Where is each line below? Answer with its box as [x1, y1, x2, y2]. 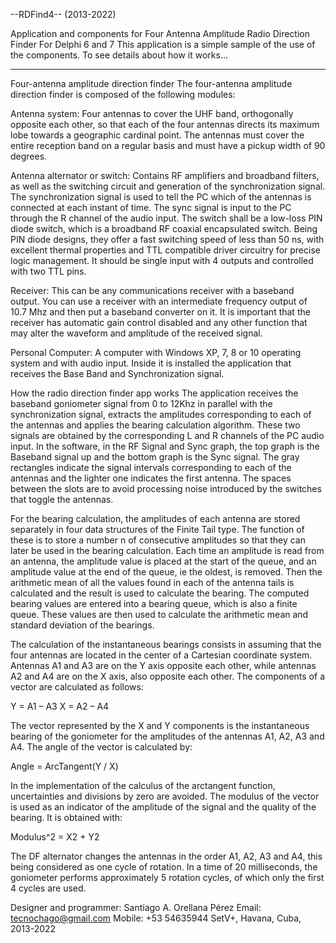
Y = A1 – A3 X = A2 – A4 [10, 700, 110, 712]
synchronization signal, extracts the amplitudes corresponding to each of [10, 409, 312, 420]
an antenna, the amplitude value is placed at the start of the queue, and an [10, 555, 317, 567]
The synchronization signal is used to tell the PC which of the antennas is [10, 191, 312, 203]
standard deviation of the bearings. [10, 619, 155, 631]
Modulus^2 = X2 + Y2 [10, 831, 100, 843]
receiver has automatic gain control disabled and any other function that [10, 317, 308, 328]
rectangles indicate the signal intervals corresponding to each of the [10, 462, 292, 473]
